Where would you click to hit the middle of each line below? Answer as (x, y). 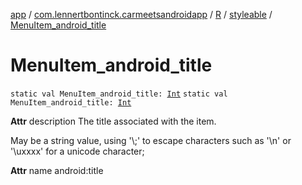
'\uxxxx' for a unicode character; (77, 151)
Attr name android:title (57, 170)
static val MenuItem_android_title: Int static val (119, 94)
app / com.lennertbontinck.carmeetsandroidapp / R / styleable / (141, 14)
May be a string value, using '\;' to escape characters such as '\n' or (151, 140)
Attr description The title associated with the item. (113, 121)
